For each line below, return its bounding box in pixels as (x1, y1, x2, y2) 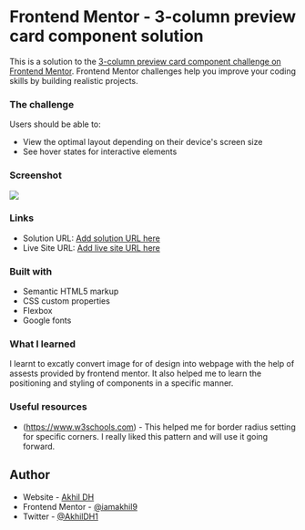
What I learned (9, 338, 76, 350)
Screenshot (9, 169, 62, 182)
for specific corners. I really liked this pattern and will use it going (22, 431, 269, 442)
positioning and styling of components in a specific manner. (9, 378, 234, 389)
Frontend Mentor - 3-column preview (9, 6, 297, 27)
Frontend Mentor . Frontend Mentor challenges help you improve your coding (9, 66, 297, 77)
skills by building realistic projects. (9, 75, 138, 86)
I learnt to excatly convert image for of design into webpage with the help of (9, 359, 295, 369)
